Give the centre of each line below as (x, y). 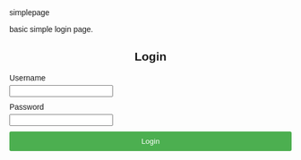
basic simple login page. (52, 29)
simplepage (30, 13)
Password (27, 107)
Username (28, 78)
